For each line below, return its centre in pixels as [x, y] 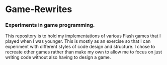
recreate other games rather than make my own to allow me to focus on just [84, 52]
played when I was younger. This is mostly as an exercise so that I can [78, 41]
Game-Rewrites [39, 9]
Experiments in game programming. [50, 25]
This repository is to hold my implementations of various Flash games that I [83, 36]
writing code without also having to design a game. [58, 57]
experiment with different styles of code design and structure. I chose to [80, 47]
